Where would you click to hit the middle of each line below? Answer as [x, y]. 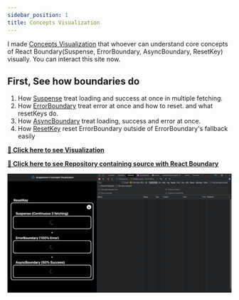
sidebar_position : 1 [38, 15]
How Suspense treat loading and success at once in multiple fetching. [120, 98]
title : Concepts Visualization [54, 22]
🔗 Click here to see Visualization [56, 150]
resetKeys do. [38, 113]
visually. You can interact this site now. [64, 59]
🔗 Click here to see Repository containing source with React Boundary [113, 164]
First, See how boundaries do [74, 81]
